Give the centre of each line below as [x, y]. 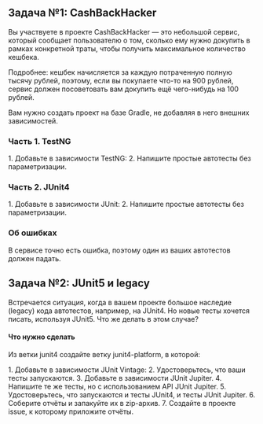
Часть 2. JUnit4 [39, 187]
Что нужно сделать [42, 337]
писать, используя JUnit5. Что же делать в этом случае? [103, 319]
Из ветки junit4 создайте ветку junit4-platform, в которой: [104, 354]
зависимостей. [33, 120]
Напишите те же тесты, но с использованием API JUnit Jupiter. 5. [117, 386]
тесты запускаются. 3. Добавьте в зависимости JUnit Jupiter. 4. [115, 378]
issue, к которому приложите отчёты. [71, 411]
